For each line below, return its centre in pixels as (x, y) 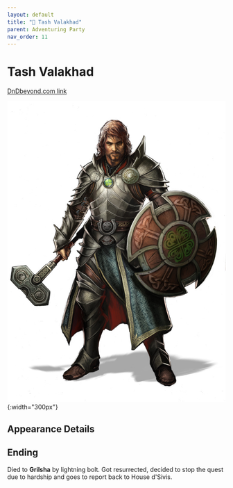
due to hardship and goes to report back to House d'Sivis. (90, 477)
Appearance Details (51, 429)
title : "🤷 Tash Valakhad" (44, 22)
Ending (23, 453)
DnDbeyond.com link (37, 91)
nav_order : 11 (28, 37)
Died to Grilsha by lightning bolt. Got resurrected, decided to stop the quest (115, 469)
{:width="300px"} (33, 407)
